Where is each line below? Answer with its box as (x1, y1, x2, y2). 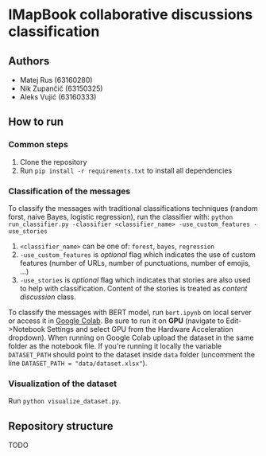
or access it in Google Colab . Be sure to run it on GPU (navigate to (8, 316, 225, 325)
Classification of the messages (8, 185, 131, 197)
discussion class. (19, 292, 77, 302)
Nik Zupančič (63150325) (19, 84, 103, 93)
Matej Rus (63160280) (19, 76, 93, 84)
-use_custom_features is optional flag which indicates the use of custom (19, 249, 256, 259)
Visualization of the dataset (8, 378, 118, 389)
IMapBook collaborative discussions (8, 6, 253, 24)
